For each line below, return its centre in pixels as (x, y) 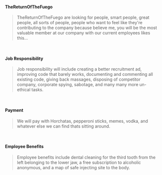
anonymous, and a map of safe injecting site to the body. (74, 167)
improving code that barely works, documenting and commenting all (85, 74)
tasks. (37, 90)
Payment (14, 110)
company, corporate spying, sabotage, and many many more (78, 85)
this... (22, 38)
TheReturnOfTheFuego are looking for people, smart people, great (83, 17)
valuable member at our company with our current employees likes (83, 33)
